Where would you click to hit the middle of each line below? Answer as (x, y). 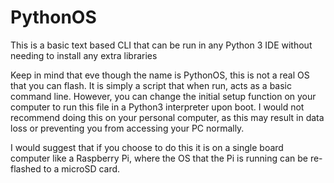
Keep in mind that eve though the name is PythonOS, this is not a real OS (160, 75)
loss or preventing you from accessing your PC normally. (127, 128)
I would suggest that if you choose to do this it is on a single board (147, 147)
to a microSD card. (82, 168)
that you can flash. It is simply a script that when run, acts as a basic (151, 85)
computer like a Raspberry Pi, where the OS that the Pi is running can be (159, 158)
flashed (26, 168)
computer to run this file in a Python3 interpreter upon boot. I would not (157, 107)
